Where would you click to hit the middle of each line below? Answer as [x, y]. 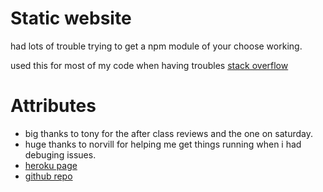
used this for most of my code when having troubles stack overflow [149, 65]
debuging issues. [60, 154]
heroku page [51, 165]
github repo [48, 176]
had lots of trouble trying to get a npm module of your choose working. [156, 46]
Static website [71, 18]
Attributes [53, 106]
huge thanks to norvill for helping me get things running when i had [163, 144]
